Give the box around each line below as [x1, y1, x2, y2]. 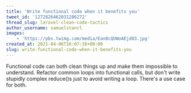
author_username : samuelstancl [6, 25, 82, 31]
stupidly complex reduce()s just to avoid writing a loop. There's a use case [6, 75, 186, 82]
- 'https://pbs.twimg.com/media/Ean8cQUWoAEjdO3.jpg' [16, 36, 150, 42]
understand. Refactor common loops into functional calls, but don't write [6, 68, 181, 76]
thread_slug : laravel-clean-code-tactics [6, 19, 109, 25]
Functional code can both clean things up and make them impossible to [6, 63, 178, 70]
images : [6, 30, 25, 36]
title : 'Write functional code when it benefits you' [6, 8, 140, 15]
